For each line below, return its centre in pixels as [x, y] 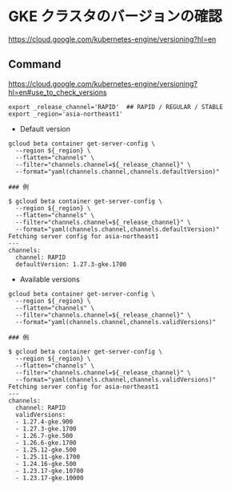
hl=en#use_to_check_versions [58, 92]
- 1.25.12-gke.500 [46, 450]
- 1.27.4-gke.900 [44, 422]
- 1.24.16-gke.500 [46, 464]
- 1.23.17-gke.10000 [50, 478]
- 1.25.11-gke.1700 [48, 457]
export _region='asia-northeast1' [66, 114]
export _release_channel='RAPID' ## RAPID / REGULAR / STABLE [116, 107]
